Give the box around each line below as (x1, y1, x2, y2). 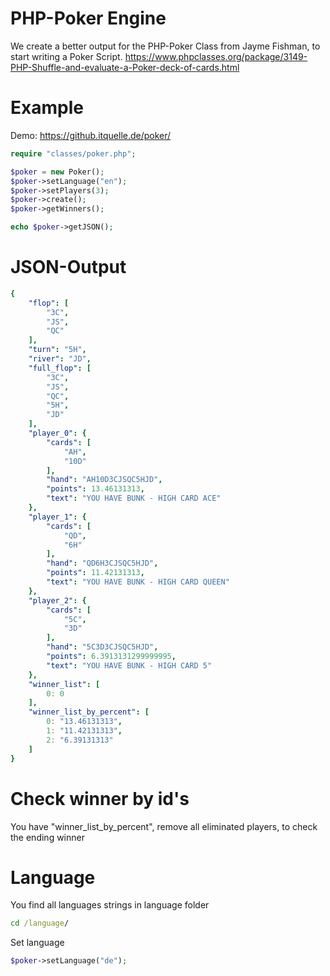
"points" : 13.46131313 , (46, 484, 145, 494)
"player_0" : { (28, 428, 87, 439)
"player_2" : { (28, 595, 87, 606)
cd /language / (10, 918, 70, 929)
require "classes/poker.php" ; (10, 148, 137, 159)
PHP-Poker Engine (10, 7, 167, 30)
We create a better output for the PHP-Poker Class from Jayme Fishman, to (10, 40, 321, 52)
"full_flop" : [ (28, 363, 92, 373)
